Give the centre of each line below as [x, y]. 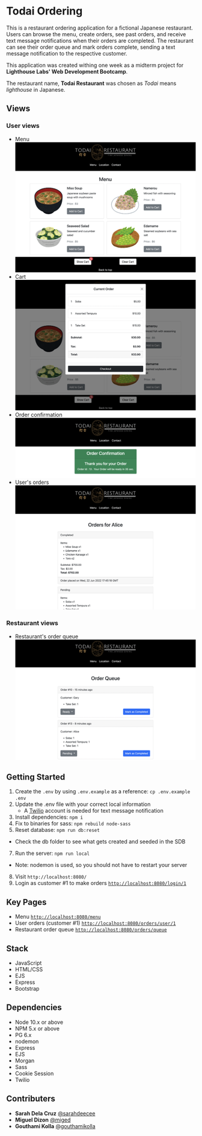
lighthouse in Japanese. [36, 89]
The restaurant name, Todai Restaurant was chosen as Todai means [91, 83]
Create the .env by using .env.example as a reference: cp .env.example [103, 792]
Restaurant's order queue [47, 636]
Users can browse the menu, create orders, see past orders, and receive [96, 34]
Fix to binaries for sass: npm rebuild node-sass [73, 823]
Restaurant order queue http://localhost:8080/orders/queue [91, 930]
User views [23, 126]
